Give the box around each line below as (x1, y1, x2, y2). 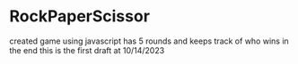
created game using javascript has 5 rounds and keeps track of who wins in (9, 36, 289, 46)
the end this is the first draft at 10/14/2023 (9, 44, 165, 55)
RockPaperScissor (9, 6, 151, 27)
